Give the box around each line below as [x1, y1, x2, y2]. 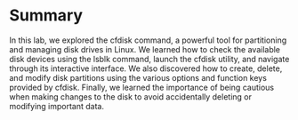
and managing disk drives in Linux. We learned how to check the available [9, 44, 281, 54]
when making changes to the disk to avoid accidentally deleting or [9, 91, 252, 102]
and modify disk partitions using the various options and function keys [9, 72, 267, 83]
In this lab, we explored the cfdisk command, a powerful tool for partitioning [9, 35, 287, 45]
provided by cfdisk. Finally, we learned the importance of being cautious [9, 82, 274, 92]
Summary [9, 5, 83, 26]
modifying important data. [9, 100, 105, 111]
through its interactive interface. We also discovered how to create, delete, [9, 63, 283, 74]
